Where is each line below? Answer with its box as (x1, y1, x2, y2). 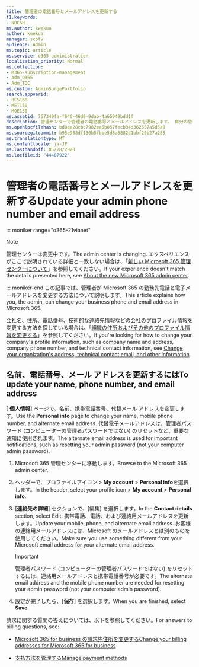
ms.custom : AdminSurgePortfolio (6, 86, 86, 92)
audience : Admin (6, 42, 46, 48)
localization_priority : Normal (6, 58, 84, 64)
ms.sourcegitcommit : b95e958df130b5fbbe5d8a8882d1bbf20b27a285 (6, 130, 166, 136)
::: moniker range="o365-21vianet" (6, 226, 91, 234)
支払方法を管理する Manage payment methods (14, 655, 127, 662)
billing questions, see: (6, 623, 60, 630)
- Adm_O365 (6, 75, 33, 81)
